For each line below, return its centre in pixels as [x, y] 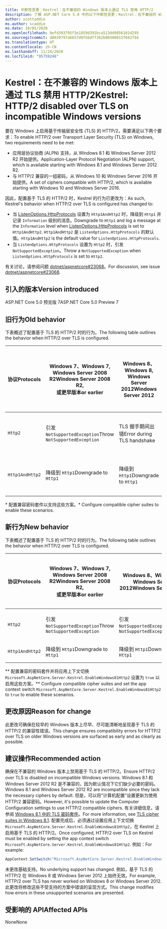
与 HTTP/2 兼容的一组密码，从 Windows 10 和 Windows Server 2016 [82, 176]
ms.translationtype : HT [30, 42]
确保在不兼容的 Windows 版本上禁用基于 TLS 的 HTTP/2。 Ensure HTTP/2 [80, 771]
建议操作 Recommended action [53, 759]
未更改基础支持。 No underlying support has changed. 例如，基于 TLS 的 [79, 870]
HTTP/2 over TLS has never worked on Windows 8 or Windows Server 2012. [83, 881]
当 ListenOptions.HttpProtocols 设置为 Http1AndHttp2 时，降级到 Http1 [84, 214]
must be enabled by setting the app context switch [57, 839]
